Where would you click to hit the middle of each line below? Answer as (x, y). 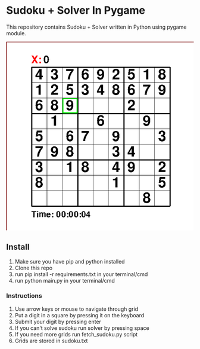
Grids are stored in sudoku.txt (51, 341)
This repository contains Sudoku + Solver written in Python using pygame (96, 27)
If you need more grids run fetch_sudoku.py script (76, 334)
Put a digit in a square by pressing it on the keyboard (79, 315)
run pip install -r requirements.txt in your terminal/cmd (81, 274)
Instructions (24, 296)
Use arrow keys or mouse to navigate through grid (76, 309)
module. (16, 33)
